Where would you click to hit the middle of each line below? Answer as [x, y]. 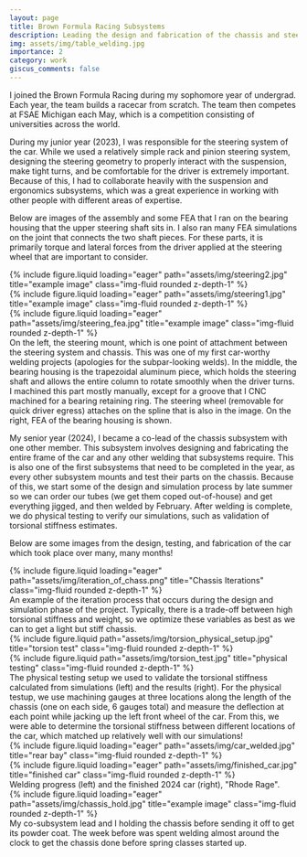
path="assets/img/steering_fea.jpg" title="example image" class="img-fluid [152, 323]
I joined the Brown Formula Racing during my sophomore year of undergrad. [153, 95]
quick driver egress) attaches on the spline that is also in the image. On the [151, 410]
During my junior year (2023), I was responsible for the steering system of [149, 142]
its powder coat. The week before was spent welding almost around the [144, 832]
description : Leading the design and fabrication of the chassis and [145, 35]
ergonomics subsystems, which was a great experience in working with [144, 190]
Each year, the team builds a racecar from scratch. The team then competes [153, 104]
